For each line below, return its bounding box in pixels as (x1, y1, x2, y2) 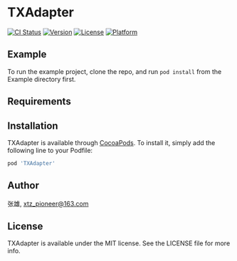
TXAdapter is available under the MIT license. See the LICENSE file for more (7, 239, 231, 247)
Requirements (7, 95, 71, 107)
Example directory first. (7, 75, 76, 83)
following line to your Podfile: (7, 146, 93, 154)
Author (7, 179, 39, 192)
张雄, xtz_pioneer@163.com (7, 199, 89, 208)
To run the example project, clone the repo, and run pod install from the (7, 67, 222, 75)
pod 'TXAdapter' (7, 159, 56, 167)
